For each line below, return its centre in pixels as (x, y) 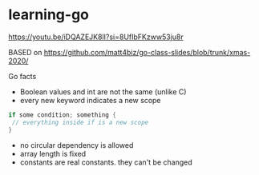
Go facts (22, 76)
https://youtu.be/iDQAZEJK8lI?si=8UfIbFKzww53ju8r (96, 37)
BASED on (25, 52)
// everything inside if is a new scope (80, 122)
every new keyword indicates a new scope (91, 100)
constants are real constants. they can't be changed (106, 162)
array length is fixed (53, 153)
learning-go (49, 15)
